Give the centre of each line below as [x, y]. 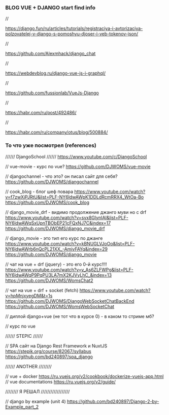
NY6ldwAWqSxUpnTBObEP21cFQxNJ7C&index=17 [58, 223]
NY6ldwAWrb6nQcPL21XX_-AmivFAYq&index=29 [57, 249]
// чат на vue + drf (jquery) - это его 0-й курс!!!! [56, 264]
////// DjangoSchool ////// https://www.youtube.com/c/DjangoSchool [76, 156]
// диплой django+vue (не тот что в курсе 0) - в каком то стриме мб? [80, 316]
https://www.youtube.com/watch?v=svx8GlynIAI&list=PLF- [67, 217]
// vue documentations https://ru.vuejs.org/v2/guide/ [60, 381]
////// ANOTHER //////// [28, 366]
